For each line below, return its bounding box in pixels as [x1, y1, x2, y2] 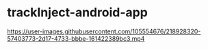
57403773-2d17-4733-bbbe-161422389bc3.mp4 [7, 34, 145, 42]
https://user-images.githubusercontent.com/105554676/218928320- [7, 27, 201, 35]
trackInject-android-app [7, 5, 148, 20]
